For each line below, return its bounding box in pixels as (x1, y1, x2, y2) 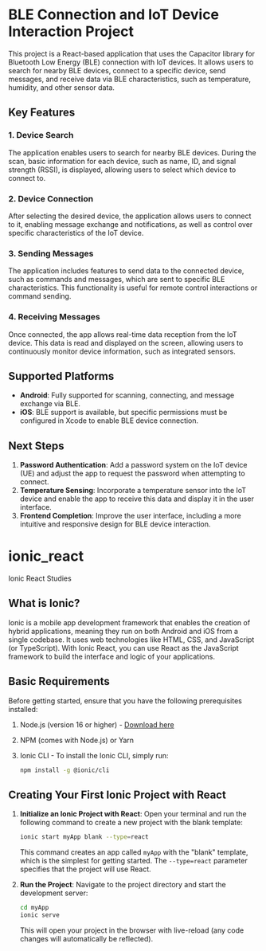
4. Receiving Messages (8, 311, 101, 323)
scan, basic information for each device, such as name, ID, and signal (8, 156, 237, 166)
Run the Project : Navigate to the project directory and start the (19, 880, 226, 890)
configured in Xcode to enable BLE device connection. (19, 416, 199, 425)
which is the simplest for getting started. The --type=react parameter (19, 856, 248, 866)
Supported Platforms (8, 369, 115, 383)
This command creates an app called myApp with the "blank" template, (19, 847, 248, 857)
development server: (19, 888, 88, 898)
